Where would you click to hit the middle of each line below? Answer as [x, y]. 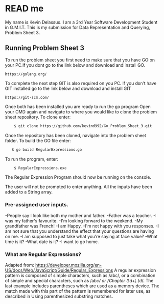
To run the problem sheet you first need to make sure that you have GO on [80, 60]
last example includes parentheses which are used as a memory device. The [82, 286]
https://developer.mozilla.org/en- [68, 265]
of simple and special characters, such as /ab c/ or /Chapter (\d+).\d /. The [79, 280]
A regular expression [135, 270]
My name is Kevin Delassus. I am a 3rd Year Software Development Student [81, 22]
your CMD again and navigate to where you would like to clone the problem [81, 111]
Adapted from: [20, 265]
